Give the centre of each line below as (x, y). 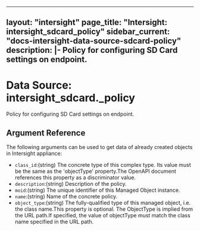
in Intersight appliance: (34, 154)
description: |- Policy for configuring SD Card (92, 50)
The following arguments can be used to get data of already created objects (99, 147)
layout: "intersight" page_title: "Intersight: (87, 22)
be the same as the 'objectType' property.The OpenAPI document (96, 171)
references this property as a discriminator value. (75, 178)
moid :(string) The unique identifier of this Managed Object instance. (97, 190)
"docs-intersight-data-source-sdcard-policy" (94, 41)
